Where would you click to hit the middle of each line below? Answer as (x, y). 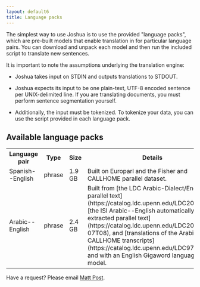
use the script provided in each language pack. (73, 118)
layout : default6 (28, 12)
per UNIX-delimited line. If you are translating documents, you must (97, 94)
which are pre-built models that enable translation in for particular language (99, 41)
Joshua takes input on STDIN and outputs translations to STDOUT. (96, 76)
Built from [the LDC (114, 189)
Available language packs (55, 137)
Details (152, 158)
